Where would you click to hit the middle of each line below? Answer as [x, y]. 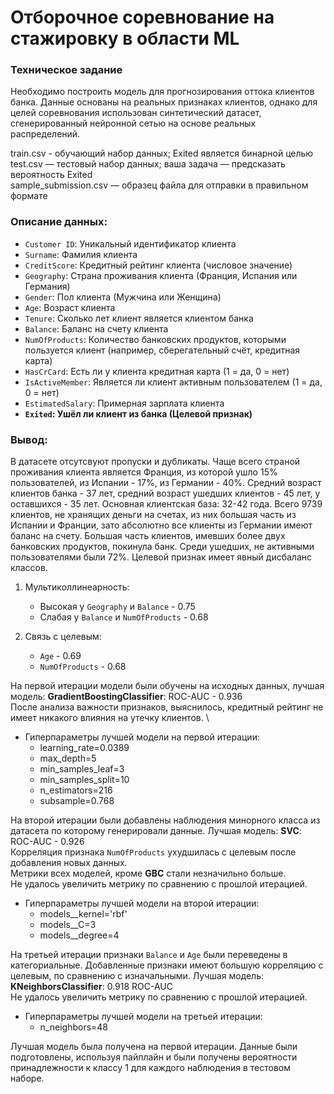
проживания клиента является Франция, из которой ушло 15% [144, 472]
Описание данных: [59, 222]
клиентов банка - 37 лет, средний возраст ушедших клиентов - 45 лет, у [165, 493]
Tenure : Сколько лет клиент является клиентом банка [139, 318]
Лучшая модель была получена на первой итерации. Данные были [154, 1047]
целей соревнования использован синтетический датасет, [136, 113]
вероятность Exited [51, 175]
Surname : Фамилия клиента [81, 254]
